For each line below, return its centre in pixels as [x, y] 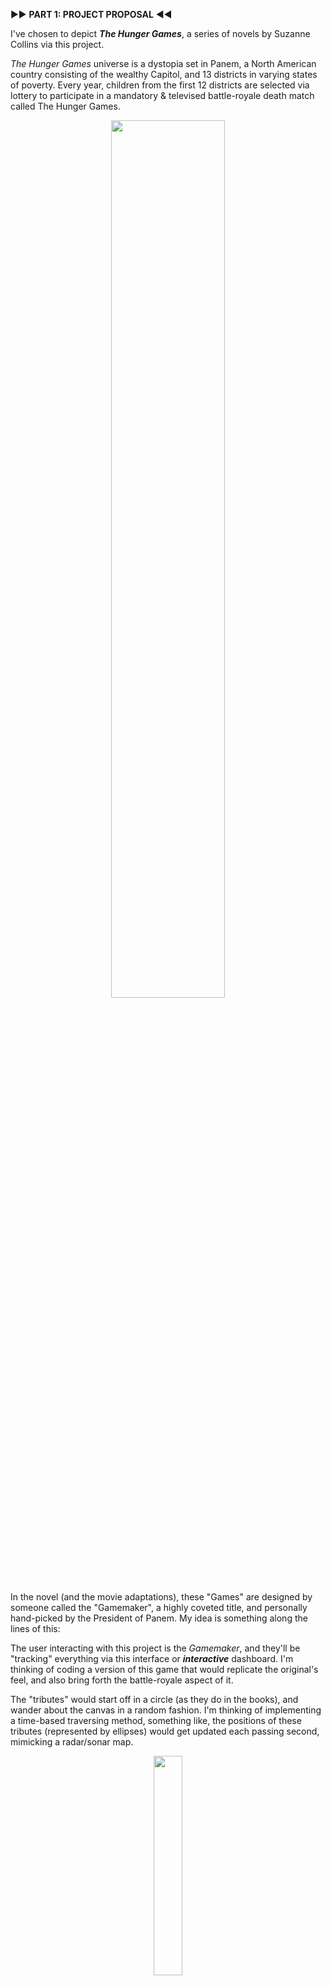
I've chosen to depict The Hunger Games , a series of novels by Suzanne [160, 33]
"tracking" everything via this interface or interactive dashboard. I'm [152, 1658]
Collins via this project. [57, 44]
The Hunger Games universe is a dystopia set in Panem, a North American [163, 63]
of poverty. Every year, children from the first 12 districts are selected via [160, 85]
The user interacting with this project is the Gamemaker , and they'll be [155, 1648]
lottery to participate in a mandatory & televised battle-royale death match [162, 95]
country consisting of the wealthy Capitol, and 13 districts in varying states [164, 74]
